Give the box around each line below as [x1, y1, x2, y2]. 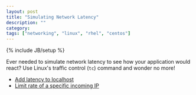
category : [6, 25, 31, 31]
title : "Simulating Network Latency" [6, 14, 99, 20]
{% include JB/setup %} [6, 47, 65, 54]
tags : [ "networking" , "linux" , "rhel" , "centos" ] [6, 31, 131, 37]
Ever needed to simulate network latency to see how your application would [6, 58, 191, 65]
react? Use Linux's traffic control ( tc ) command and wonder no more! [6, 64, 175, 71]
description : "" [6, 19, 46, 25]
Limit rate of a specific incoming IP [14, 82, 99, 89]
